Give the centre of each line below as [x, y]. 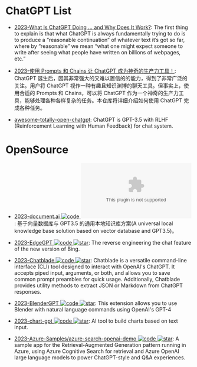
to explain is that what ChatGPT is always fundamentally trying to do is [100, 33]
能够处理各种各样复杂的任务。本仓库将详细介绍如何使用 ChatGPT [104, 100]
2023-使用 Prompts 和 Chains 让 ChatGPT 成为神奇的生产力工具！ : [95, 71]
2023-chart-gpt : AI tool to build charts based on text [96, 321]
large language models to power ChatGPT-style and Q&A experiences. [100, 357]
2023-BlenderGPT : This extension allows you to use [96, 303]
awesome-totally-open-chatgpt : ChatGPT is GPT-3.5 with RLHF [91, 119]
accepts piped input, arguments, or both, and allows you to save [92, 272]
